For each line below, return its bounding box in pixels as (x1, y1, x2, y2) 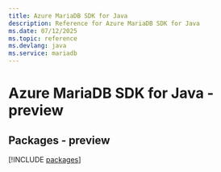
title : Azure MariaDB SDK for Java (8, 11, 128, 20)
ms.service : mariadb (8, 49, 78, 57)
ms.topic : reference (8, 34, 78, 43)
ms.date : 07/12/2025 (8, 27, 78, 35)
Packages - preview (8, 133, 110, 147)
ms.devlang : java (8, 42, 67, 50)
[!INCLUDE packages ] (8, 155, 81, 164)
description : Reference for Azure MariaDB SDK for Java (8, 19, 200, 27)
